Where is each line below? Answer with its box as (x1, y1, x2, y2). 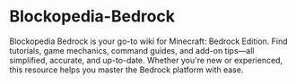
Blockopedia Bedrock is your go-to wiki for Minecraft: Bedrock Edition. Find (9, 36, 289, 46)
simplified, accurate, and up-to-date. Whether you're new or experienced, (9, 55, 283, 65)
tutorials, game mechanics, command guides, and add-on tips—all (9, 45, 255, 55)
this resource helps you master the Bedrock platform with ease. (9, 64, 244, 75)
